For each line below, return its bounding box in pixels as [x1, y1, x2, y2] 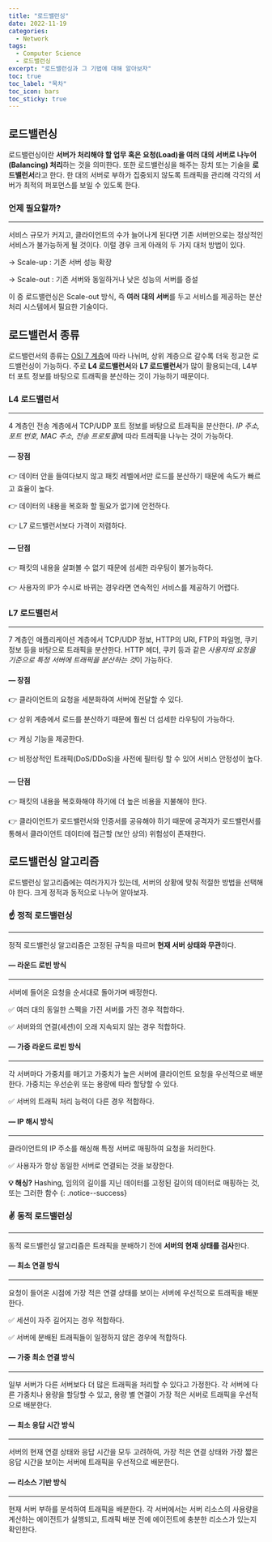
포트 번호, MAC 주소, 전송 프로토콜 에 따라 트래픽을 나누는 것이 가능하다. [8, 431, 234, 441]
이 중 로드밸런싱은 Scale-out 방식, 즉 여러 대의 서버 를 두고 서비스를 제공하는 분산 [8, 292, 262, 302]
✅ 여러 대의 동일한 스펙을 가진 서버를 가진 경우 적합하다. [8, 1004, 185, 1014]
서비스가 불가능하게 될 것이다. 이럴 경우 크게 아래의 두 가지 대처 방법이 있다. [8, 240, 245, 250]
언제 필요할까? [8, 202, 62, 213]
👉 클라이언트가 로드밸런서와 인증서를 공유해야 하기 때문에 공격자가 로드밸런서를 [8, 816, 261, 825]
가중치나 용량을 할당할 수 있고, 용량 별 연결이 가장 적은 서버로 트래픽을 [16, 1390, 237, 1399]
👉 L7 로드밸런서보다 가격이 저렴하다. [8, 520, 127, 530]
